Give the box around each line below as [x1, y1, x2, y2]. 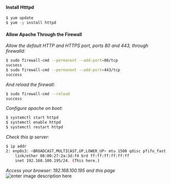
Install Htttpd [6, 4, 35, 10]
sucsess [6, 63, 22, 68]
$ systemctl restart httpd [6, 125, 63, 130]
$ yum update [6, 15, 34, 20]
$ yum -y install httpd [6, 20, 57, 26]
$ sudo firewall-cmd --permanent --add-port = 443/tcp [6, 67, 120, 73]
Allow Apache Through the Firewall [6, 31, 82, 37]
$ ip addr [6, 144, 27, 149]
